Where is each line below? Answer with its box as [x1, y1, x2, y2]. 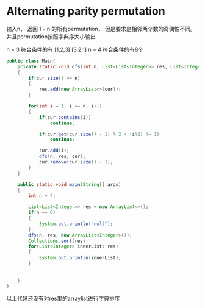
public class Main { [6, 58, 56, 64]
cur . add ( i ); [38, 148, 70, 154]
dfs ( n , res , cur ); [38, 154, 86, 160]
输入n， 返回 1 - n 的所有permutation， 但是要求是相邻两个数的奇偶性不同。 [6, 25, 196, 32]
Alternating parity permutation [6, 4, 166, 18]
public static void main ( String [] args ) [17, 181, 121, 187]
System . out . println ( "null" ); [38, 221, 113, 227]
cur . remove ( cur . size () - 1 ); [38, 159, 113, 165]
